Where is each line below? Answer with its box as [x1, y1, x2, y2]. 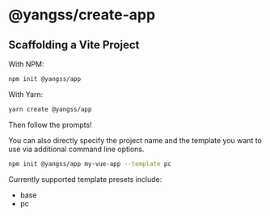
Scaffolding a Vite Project [8, 38, 140, 52]
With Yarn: [8, 89, 44, 99]
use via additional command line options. [8, 144, 145, 154]
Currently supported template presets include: [8, 174, 162, 184]
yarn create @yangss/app [8, 105, 92, 113]
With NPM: [8, 59, 44, 69]
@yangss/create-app [8, 6, 156, 24]
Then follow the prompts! [8, 120, 92, 129]
